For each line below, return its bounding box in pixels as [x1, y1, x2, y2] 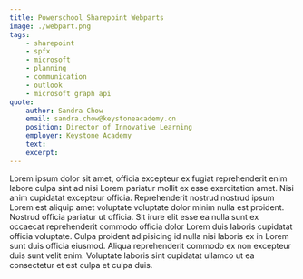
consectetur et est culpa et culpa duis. [9, 259, 153, 270]
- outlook [25, 81, 64, 90]
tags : [9, 30, 30, 39]
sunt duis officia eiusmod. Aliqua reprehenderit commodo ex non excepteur [9, 240, 292, 251]
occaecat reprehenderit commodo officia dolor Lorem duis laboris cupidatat [9, 221, 293, 232]
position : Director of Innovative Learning [25, 123, 193, 132]
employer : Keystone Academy [25, 131, 132, 140]
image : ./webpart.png [9, 22, 92, 31]
